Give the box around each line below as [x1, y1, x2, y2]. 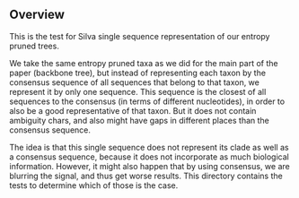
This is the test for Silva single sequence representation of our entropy [9, 30, 270, 41]
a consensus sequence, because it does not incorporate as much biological [9, 151, 289, 162]
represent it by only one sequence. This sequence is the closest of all [9, 86, 267, 97]
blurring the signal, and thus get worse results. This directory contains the [9, 170, 283, 181]
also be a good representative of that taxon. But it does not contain [9, 105, 257, 116]
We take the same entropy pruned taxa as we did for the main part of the [9, 57, 278, 68]
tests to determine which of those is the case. [9, 179, 179, 191]
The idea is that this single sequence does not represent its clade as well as [9, 142, 289, 152]
